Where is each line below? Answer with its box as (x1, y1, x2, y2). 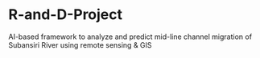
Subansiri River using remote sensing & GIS (8, 40, 152, 49)
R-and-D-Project (8, 6, 123, 24)
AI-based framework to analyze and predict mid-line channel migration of (8, 32, 252, 41)
